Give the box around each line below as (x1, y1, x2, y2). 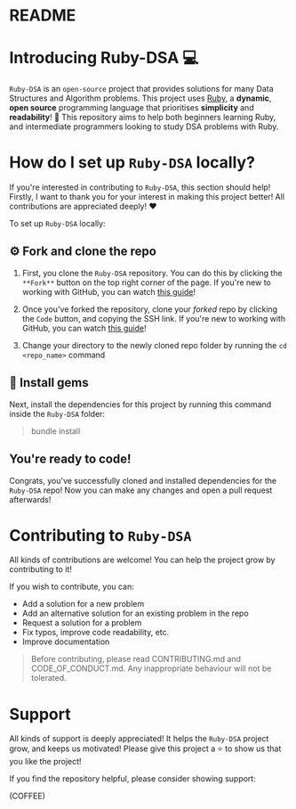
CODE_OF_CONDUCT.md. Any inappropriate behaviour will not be (30, 663, 272, 674)
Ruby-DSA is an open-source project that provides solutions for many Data (9, 84, 274, 94)
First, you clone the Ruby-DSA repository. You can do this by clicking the (21, 267, 283, 278)
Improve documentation (21, 636, 110, 647)
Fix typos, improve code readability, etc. (21, 627, 170, 638)
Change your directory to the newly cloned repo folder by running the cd (21, 339, 287, 350)
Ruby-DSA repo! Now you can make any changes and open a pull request (9, 485, 273, 495)
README (9, 5, 76, 26)
